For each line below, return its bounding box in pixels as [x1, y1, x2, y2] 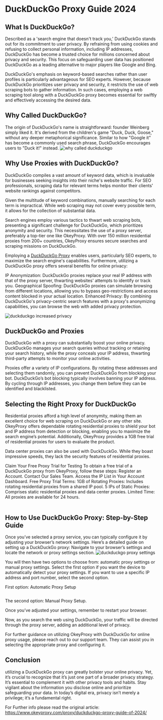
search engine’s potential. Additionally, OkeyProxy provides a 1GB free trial [5, 434, 154, 440]
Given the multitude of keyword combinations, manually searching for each [5, 197, 156, 203]
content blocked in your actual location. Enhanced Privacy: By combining [5, 293, 152, 299]
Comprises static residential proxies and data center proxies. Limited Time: [5, 489, 155, 495]
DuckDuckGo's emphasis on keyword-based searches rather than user [5, 71, 147, 77]
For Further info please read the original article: [5, 704, 100, 710]
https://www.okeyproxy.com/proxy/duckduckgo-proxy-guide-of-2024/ [5, 709, 147, 715]
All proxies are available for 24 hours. [5, 494, 80, 500]
